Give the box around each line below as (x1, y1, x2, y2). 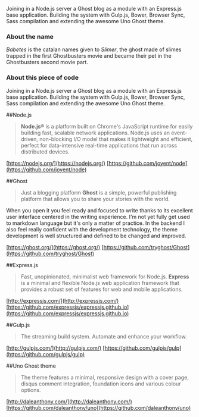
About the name (6, 32, 54, 40)
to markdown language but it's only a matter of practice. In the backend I (6, 220, 185, 227)
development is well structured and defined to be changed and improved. (6, 232, 186, 239)
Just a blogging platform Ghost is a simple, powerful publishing (20, 189, 177, 196)
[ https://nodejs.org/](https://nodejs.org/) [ (6, 159, 109, 167)
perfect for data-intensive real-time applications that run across (20, 142, 178, 149)
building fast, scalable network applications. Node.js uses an (20, 129, 170, 136)
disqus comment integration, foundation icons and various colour (20, 380, 181, 387)
